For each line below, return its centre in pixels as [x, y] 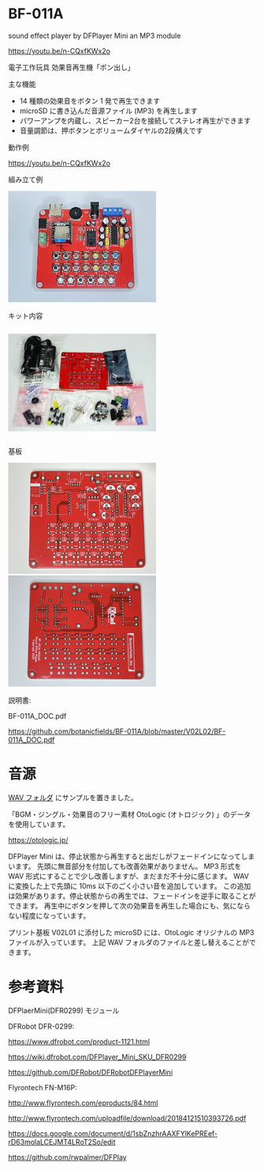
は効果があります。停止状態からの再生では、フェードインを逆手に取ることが [132, 896]
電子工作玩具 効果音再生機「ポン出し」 [71, 67]
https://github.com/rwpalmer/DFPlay [68, 1157]
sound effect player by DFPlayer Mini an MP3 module [95, 36]
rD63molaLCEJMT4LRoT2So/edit [62, 1142]
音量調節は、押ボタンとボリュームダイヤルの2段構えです [111, 130]
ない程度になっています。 [49, 916]
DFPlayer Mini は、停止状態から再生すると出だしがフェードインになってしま [132, 857]
